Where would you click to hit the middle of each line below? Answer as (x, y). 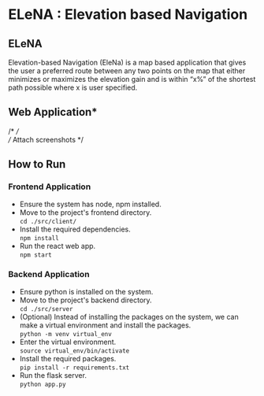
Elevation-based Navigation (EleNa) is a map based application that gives (127, 62)
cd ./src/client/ (48, 221)
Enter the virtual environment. (68, 342)
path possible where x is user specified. (73, 87)
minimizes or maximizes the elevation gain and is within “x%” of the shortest (132, 79)
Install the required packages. (68, 358)
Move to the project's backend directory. (86, 300)
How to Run (37, 164)
